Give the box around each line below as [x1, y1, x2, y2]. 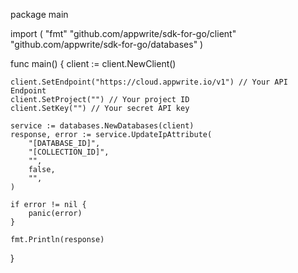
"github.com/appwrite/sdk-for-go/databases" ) [10, 39, 204, 50]
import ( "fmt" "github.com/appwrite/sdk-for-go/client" [10, 28, 237, 39]
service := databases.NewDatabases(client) [10, 121, 195, 131]
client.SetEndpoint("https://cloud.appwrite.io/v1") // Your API [10, 77, 288, 87]
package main [10, 9, 69, 20]
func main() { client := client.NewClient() [10, 58, 177, 69]
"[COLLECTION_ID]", [28, 147, 110, 157]
